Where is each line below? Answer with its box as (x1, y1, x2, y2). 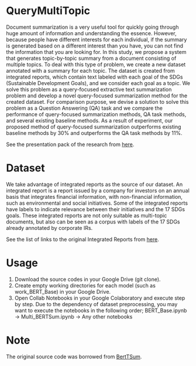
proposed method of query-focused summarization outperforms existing (6, 123, 181, 130)
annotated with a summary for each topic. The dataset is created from (6, 67, 176, 74)
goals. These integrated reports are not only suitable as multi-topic (6, 212, 167, 219)
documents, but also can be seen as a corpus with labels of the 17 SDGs (6, 218, 180, 225)
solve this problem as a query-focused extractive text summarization (6, 86, 172, 93)
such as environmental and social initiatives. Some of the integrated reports (6, 199, 188, 206)
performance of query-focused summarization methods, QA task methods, (6, 110, 187, 118)
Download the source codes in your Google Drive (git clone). (14, 276, 161, 283)
